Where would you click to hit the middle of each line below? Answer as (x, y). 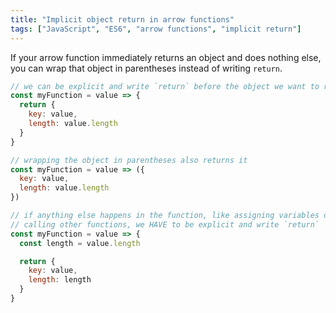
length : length (60, 280)
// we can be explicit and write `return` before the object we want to (165, 86)
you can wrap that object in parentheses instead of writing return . (146, 68)
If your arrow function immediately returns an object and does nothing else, (166, 57)
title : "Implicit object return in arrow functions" (122, 19)
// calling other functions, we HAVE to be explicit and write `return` (165, 224)
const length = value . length (80, 243)
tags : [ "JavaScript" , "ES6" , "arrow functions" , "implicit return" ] (156, 29)
